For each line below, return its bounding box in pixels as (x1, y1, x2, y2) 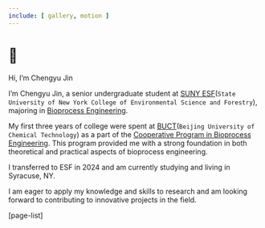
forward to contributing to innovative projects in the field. (8, 194, 197, 205)
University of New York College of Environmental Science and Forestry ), (8, 97, 258, 107)
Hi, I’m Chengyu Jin (8, 73, 74, 83)
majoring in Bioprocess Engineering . (8, 105, 128, 115)
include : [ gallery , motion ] (8, 11, 110, 20)
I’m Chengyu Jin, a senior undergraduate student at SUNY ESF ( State (8, 88, 236, 98)
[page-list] (8, 210, 43, 220)
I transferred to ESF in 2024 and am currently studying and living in (8, 162, 230, 172)
